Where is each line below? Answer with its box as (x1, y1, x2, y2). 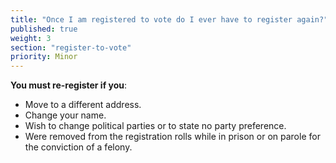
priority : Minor (10, 52, 78, 62)
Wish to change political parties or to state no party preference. (24, 120, 287, 132)
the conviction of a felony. (24, 141, 133, 153)
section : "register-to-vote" (10, 42, 132, 53)
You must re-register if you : (10, 79, 128, 91)
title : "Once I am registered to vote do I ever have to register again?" (10, 14, 329, 25)
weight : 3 (10, 33, 52, 43)
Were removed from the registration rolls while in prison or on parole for (24, 131, 321, 143)
